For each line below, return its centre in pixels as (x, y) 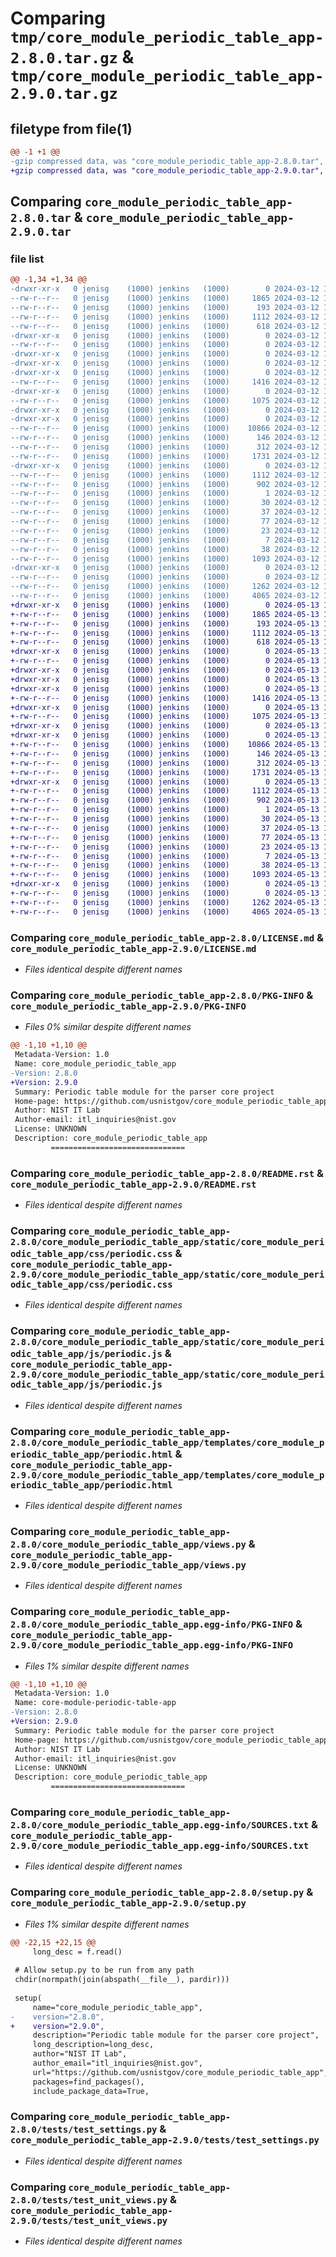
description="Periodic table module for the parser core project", (176, 2035)
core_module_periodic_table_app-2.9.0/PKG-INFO (128, 1006)
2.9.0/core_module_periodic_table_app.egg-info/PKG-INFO (152, 1645)
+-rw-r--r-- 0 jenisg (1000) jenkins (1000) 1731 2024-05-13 (165, 772)
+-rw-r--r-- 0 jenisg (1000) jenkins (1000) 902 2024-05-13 (165, 800)
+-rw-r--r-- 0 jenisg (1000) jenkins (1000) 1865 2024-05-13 (165, 614)
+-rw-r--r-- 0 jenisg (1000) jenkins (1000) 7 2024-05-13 (165, 856)
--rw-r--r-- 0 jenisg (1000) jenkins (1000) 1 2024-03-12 (165, 493)
